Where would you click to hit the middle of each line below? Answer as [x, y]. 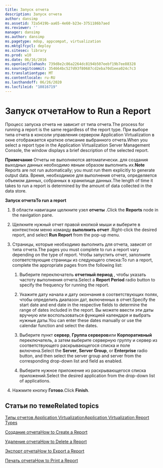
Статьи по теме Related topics [52, 406]
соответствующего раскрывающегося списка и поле [75, 345]
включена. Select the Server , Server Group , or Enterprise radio [83, 351]
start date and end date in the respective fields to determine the [83, 305]
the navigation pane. [33, 215]
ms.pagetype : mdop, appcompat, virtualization [53, 42]
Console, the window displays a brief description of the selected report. [77, 150]
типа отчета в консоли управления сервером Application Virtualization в [80, 135]
